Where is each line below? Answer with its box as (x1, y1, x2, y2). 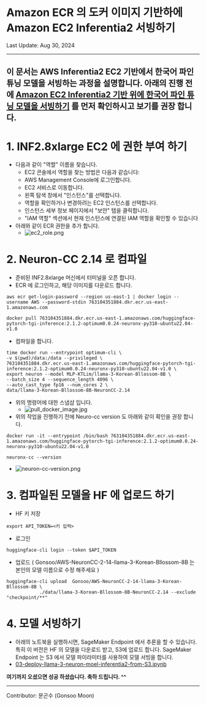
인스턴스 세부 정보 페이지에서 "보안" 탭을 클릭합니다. (24, 207, 149, 215)
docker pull (6, 315, 37, 322)
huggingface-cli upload (6, 579, 67, 585)
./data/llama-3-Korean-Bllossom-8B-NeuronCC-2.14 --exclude (39, 589, 196, 595)
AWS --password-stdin (31, 299, 86, 305)
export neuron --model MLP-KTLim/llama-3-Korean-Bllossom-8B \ (6, 372, 172, 378)
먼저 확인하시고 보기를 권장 (80, 101, 176, 112)
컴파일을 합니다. (15, 338, 53, 345)
